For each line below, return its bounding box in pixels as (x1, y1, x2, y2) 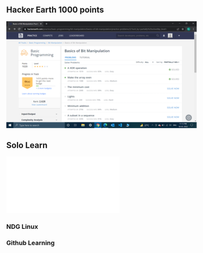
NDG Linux (6, 223, 38, 231)
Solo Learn (6, 140, 48, 150)
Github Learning (6, 239, 55, 247)
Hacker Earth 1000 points (6, 5, 105, 15)
